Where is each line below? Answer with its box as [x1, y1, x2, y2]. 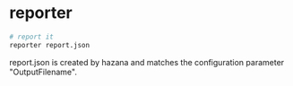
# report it [9, 32, 54, 41]
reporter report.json [9, 40, 90, 49]
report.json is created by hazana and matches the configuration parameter [9, 56, 285, 67]
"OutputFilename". [9, 66, 78, 77]
